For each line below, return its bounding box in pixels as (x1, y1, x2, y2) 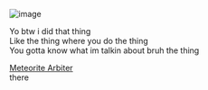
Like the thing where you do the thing (9, 36, 148, 46)
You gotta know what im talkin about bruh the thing (9, 45, 200, 56)
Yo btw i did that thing (9, 26, 91, 36)
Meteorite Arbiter (9, 63, 74, 73)
